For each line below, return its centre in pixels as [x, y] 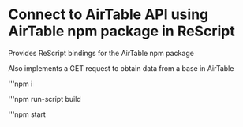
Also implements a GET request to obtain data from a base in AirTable [121, 68]
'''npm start [27, 114]
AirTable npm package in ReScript [121, 31]
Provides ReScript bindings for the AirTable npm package [101, 53]
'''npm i [21, 84]
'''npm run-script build [45, 99]
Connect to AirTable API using [108, 15]
